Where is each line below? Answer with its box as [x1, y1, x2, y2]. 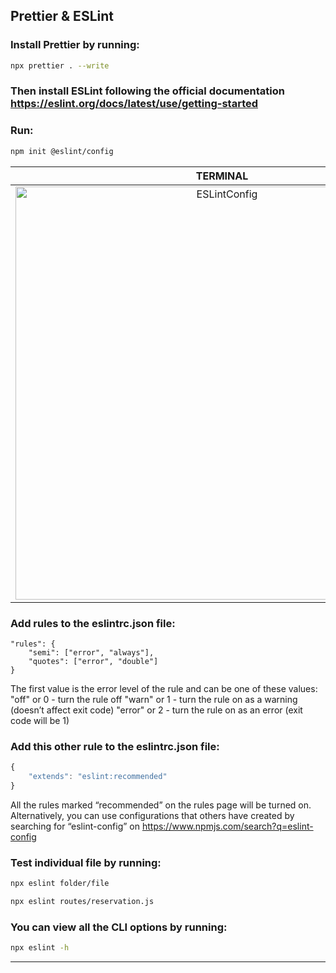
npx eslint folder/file [10, 879, 110, 889]
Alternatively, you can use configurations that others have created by [10, 809, 295, 821]
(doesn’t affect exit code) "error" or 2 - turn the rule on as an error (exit [10, 704, 303, 716]
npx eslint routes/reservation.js [10, 897, 155, 907]
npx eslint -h [10, 943, 70, 953]
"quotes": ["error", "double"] [28, 656, 159, 666]
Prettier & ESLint [10, 8, 114, 25]
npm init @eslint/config [10, 146, 114, 156]
